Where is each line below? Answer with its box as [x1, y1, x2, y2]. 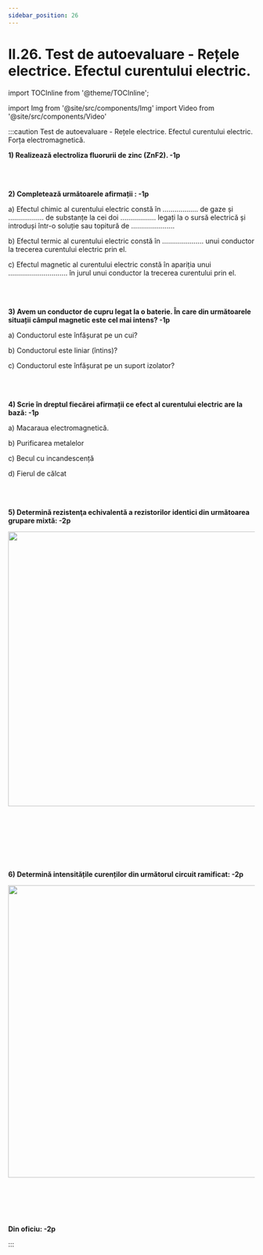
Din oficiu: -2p [8, 1224, 56, 1233]
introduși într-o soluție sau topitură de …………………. [8, 221, 175, 230]
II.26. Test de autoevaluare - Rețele [8, 45, 240, 63]
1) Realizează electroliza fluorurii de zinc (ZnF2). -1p [8, 150, 181, 159]
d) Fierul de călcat [8, 469, 67, 478]
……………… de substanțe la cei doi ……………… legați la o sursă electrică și [8, 213, 247, 222]
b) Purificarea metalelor [8, 438, 85, 447]
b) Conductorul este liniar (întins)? [8, 345, 118, 355]
